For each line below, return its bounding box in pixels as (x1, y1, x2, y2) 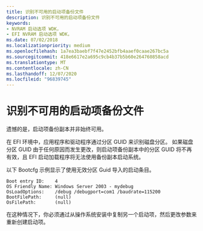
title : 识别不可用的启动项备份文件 (6, 8, 84, 15)
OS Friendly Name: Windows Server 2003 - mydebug (6, 184, 134, 190)
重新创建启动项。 (6, 218, 49, 226)
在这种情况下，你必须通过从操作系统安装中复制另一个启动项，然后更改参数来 (6, 211, 197, 218)
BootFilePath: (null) (6, 194, 71, 200)
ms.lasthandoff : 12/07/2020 (6, 71, 77, 77)
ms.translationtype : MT (6, 59, 66, 65)
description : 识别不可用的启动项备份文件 (6, 15, 100, 21)
